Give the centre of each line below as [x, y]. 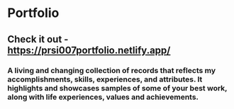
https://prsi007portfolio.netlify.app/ [89, 50]
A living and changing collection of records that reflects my [112, 70]
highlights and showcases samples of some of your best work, [117, 88]
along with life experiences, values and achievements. [103, 97]
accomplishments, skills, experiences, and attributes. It [105, 79]
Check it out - [38, 39]
